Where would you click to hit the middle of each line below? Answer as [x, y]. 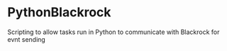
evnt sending [27, 39]
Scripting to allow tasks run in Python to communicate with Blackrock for [113, 32]
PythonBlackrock [59, 12]
